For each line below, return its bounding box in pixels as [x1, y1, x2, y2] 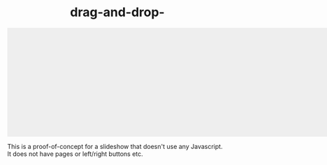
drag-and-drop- [69, 4, 166, 20]
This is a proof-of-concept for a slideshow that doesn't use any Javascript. [7, 142, 223, 150]
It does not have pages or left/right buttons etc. [7, 150, 143, 158]
